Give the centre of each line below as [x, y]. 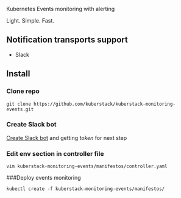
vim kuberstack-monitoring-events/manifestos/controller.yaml [87, 167]
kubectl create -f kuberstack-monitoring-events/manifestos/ [86, 189]
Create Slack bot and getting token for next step [67, 137]
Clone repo [23, 91]
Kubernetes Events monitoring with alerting [61, 9]
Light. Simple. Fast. [30, 20]
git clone [19, 104]
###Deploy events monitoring [44, 178]
